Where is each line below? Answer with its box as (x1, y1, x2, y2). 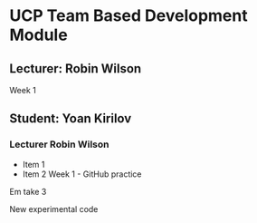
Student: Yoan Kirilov (9, 111, 132, 127)
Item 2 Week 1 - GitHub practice (22, 169, 142, 179)
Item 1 (22, 159, 45, 170)
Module (9, 24, 68, 45)
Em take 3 (9, 186, 47, 197)
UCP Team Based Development (9, 5, 248, 26)
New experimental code (9, 203, 99, 214)
